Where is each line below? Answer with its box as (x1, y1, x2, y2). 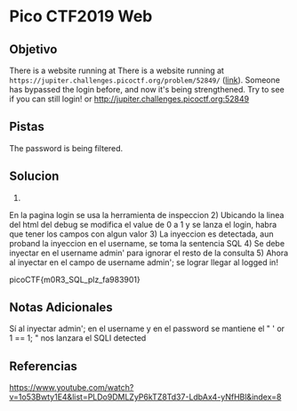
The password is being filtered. (9, 142, 124, 153)
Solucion (9, 169, 60, 184)
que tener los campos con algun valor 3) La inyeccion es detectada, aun (9, 229, 274, 239)
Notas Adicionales (9, 300, 113, 315)
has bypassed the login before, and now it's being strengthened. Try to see (9, 85, 285, 94)
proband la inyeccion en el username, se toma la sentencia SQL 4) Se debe (9, 238, 285, 248)
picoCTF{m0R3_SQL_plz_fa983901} (9, 274, 140, 285)
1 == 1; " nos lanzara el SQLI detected (9, 333, 147, 343)
